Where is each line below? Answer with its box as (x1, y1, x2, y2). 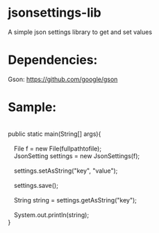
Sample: (8, 99, 57, 115)
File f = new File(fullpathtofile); (14, 144, 102, 153)
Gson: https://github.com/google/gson (8, 75, 118, 83)
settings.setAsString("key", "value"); (14, 166, 118, 175)
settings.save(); (14, 181, 58, 189)
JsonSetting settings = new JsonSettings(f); (14, 151, 140, 160)
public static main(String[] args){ (8, 130, 101, 138)
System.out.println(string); (14, 210, 90, 219)
